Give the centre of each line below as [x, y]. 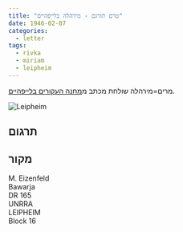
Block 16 [22, 221]
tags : [17, 46]
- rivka [28, 53]
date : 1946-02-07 [37, 23]
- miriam [30, 61]
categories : [28, 31]
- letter [30, 38]
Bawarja [22, 186]
